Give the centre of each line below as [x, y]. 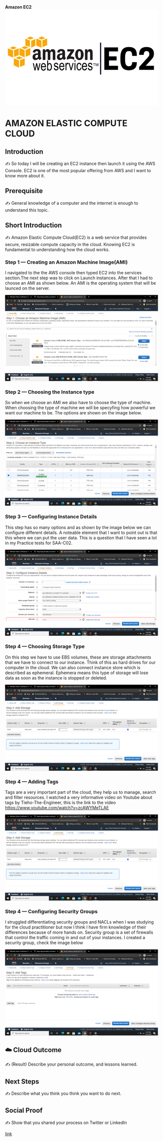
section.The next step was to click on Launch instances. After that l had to [79, 278]
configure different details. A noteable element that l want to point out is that [81, 533]
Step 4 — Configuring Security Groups [51, 911]
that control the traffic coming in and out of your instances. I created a [75, 938]
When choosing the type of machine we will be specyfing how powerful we [80, 408]
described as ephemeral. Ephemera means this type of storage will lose [77, 673]
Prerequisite [24, 191]
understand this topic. [27, 210]
